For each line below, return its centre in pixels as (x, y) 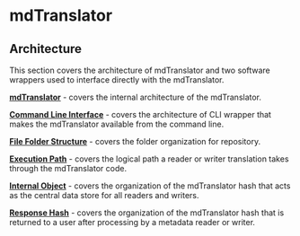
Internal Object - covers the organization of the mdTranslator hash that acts (150, 186)
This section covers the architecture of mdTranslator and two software (140, 70)
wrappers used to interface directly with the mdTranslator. (117, 80)
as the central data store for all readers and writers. (104, 195)
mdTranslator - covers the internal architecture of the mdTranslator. (136, 97)
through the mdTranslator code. (68, 168)
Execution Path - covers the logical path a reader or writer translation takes (149, 159)
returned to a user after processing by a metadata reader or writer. (132, 222)
